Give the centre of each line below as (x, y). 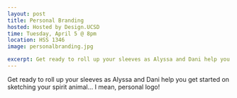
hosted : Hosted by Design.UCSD (54, 27)
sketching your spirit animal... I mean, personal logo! (84, 87)
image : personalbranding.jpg (50, 47)
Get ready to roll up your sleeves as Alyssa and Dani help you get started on (118, 79)
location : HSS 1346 (36, 40)
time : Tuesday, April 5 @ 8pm (52, 33)
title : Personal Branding (45, 20)
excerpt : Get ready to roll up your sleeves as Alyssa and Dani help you (119, 60)
